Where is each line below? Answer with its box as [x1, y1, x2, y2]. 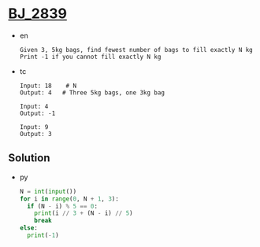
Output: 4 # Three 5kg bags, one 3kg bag [19, 88, 165, 97]
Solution [8, 151, 50, 165]
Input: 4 [19, 102, 49, 110]
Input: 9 [19, 123, 49, 131]
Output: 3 [19, 130, 53, 138]
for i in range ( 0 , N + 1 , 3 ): [19, 194, 120, 203]
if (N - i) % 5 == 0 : [27, 202, 98, 210]
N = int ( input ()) [19, 187, 77, 195]
